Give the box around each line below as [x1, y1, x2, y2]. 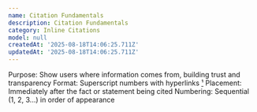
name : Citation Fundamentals [8, 11, 104, 20]
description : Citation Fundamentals [8, 19, 128, 27]
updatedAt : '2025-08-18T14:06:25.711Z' [8, 48, 140, 56]
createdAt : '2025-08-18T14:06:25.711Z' [8, 41, 140, 49]
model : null [8, 33, 47, 42]
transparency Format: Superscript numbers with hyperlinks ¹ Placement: [8, 78, 242, 88]
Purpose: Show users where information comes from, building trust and [8, 70, 240, 79]
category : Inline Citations [8, 26, 101, 34]
